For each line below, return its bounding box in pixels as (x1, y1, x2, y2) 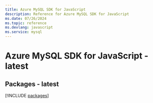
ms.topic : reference (5, 20, 47, 26)
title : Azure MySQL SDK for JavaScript (5, 7, 86, 12)
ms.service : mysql (5, 29, 42, 34)
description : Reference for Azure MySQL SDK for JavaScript (5, 12, 130, 16)
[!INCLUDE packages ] (5, 93, 49, 98)
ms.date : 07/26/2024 (5, 16, 47, 21)
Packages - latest (5, 80, 59, 88)
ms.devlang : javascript (5, 25, 53, 30)
